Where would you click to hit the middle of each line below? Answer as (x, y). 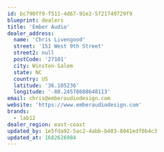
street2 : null (34, 53)
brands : (18, 111)
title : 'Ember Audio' (39, 27)
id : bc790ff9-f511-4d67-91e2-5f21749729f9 (70, 14)
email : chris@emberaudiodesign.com (59, 99)
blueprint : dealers (36, 20)
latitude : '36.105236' (46, 85)
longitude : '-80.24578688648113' (62, 92)
